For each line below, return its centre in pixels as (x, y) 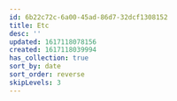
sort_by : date (35, 67)
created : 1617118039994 (53, 50)
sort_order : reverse (47, 75)
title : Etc (29, 25)
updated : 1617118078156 (53, 42)
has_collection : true (49, 58)
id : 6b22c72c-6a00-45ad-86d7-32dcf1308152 (88, 17)
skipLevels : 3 (35, 83)
